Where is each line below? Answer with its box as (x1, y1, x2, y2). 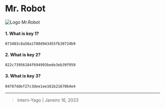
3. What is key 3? (5, 73, 41, 79)
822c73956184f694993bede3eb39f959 (5, 62, 76, 68)
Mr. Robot (5, 3, 46, 14)
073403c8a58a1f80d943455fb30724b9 (5, 41, 76, 47)
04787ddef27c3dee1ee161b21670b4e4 (5, 84, 76, 89)
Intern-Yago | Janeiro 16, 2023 (17, 97, 79, 103)
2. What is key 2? (5, 52, 41, 57)
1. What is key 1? (5, 30, 39, 36)
